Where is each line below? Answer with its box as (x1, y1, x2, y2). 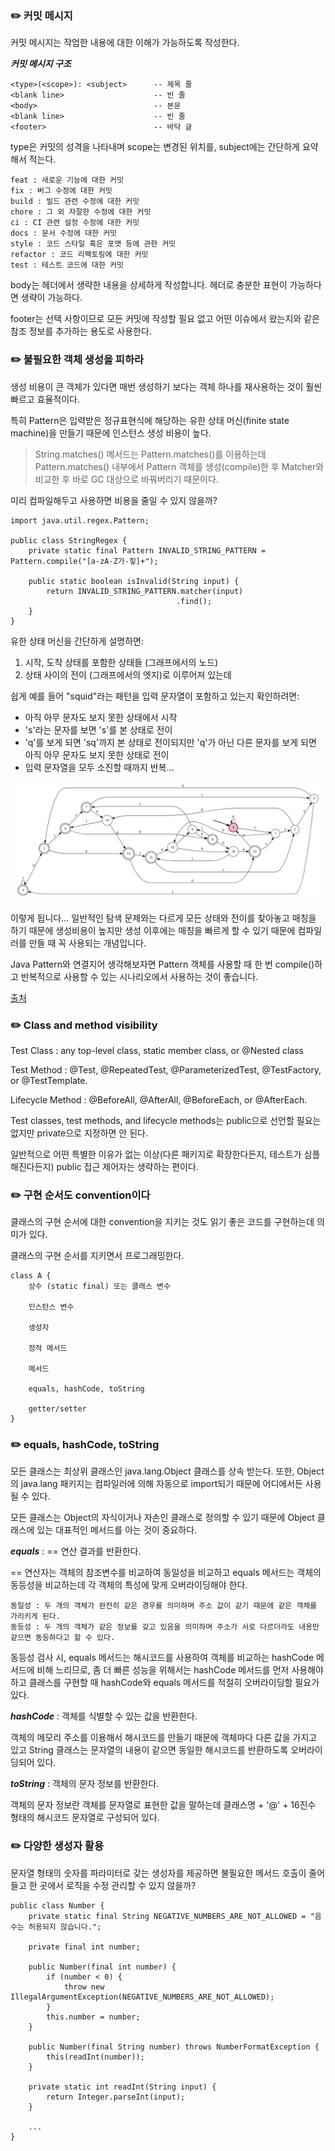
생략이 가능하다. (20, 292, 83, 304)
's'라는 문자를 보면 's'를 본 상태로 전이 (24, 723, 173, 736)
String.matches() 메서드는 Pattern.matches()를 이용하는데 (34, 448, 267, 460)
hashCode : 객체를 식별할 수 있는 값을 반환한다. (10, 1710, 198, 1722)
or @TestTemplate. (10, 1074, 88, 1086)
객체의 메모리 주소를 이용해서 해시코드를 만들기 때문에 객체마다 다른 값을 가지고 (10, 1732, 318, 1744)
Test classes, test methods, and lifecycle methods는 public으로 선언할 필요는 (10, 1114, 322, 1126)
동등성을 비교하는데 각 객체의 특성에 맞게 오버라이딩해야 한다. (10, 1579, 248, 1591)
